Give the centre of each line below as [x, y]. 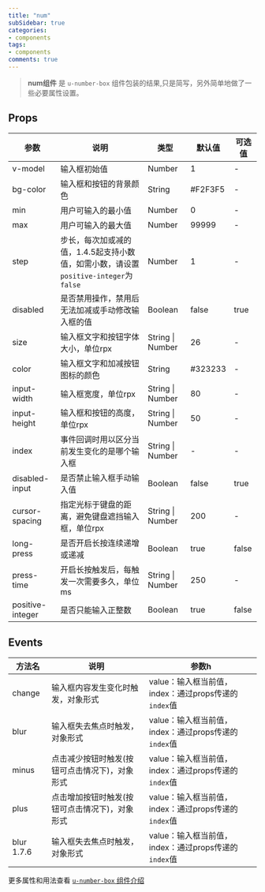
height [24, 423]
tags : [17, 45]
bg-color [29, 189]
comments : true [33, 60]
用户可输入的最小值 [96, 210]
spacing [27, 520]
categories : [28, 30]
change [26, 693]
